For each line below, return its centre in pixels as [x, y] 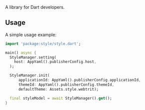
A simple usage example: [31, 35]
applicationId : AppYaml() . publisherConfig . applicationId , [79, 80]
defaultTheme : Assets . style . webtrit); [58, 89]
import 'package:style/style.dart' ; [43, 44]
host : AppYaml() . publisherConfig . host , [55, 62]
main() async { [21, 53]
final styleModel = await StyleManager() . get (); [61, 98]
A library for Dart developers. [35, 7]
